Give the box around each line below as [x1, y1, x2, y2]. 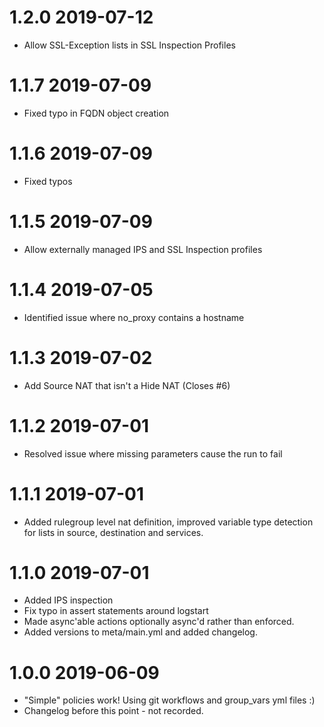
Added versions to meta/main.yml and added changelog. [23, 626, 258, 638]
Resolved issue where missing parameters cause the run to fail [23, 447, 283, 460]
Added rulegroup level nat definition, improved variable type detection [23, 516, 314, 528]
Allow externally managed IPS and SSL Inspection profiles [23, 243, 263, 255]
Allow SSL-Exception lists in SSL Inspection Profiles [23, 39, 236, 51]
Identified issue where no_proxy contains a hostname [23, 311, 245, 323]
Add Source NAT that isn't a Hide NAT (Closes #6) [23, 379, 231, 391]
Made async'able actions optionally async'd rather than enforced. [23, 616, 295, 628]
